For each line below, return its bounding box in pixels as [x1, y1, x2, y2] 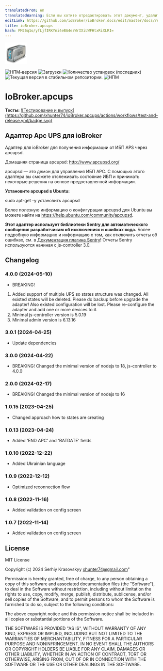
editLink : [5, 18, 25, 23]
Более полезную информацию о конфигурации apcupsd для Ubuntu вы [5, 207, 153, 213]
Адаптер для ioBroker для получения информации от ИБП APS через [5, 144, 147, 150]
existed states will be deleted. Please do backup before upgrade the [12, 296, 148, 302]
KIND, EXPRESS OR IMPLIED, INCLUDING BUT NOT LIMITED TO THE [5, 631, 143, 637]
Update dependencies [12, 340, 57, 346]
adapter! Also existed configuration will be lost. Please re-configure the [12, 301, 155, 307]
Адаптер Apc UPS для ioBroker [5, 131, 102, 140]
